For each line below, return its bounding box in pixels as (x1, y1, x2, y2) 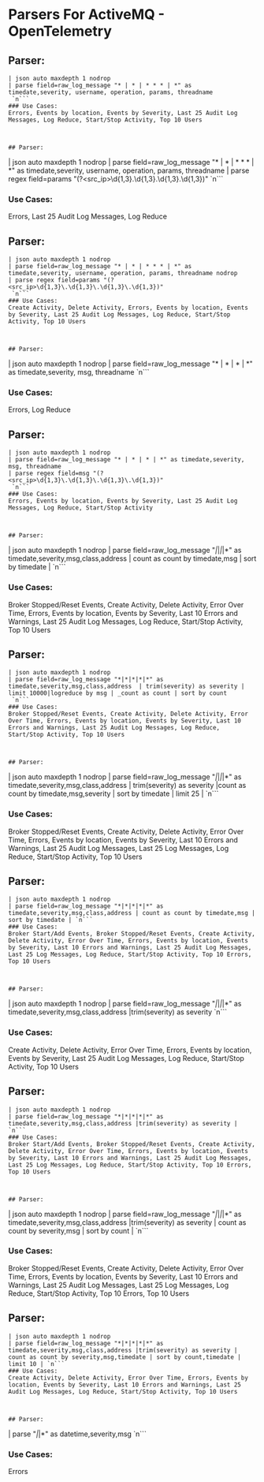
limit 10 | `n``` (8, 1360, 65, 1368)
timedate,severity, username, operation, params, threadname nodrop (8, 270, 238, 278)
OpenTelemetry (8, 22, 112, 40)
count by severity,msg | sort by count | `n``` (8, 1226, 149, 1235)
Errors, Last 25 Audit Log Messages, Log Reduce (8, 211, 168, 222)
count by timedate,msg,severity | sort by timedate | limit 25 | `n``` (8, 789, 219, 798)
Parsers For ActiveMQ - (8, 6, 165, 24)
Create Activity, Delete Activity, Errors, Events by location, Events (8, 304, 248, 312)
